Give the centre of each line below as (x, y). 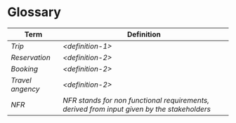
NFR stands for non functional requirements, (136, 100)
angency (25, 89)
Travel (21, 80)
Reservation (31, 57)
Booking (25, 68)
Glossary (34, 12)
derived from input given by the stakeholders (137, 109)
